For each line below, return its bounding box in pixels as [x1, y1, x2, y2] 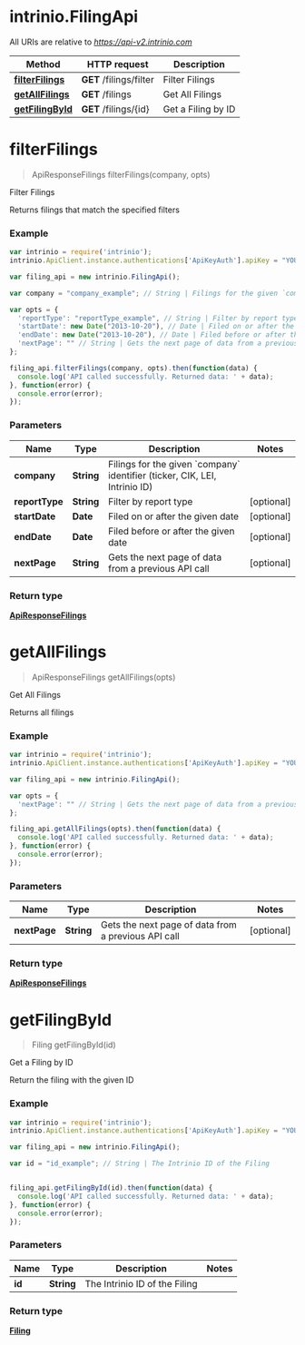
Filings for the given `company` [107, 457, 241, 470]
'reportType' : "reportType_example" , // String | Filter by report [17, 313, 279, 323]
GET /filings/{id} [81, 103, 150, 115]
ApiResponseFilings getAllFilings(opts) [31, 672, 176, 682]
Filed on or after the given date [107, 510, 239, 523]
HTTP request [86, 57, 149, 70]
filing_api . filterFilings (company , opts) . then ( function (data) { [9, 363, 258, 373]
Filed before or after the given [107, 525, 235, 537]
